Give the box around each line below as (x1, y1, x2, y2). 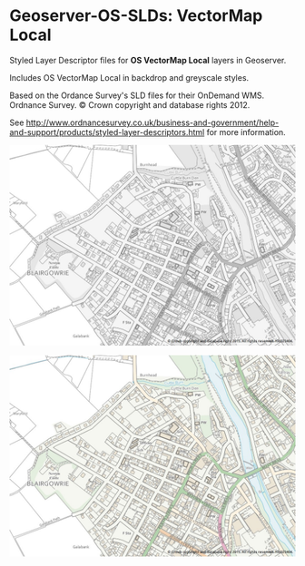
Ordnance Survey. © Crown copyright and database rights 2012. (9, 99, 251, 110)
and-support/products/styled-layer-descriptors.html (9, 126, 205, 137)
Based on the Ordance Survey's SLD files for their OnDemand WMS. (9, 90, 265, 101)
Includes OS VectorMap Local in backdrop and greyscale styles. (9, 72, 250, 83)
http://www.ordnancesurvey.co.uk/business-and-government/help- (25, 117, 280, 128)
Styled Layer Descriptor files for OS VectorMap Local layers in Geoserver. (9, 54, 287, 65)
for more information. (206, 126, 286, 137)
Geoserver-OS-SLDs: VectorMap (9, 5, 263, 26)
